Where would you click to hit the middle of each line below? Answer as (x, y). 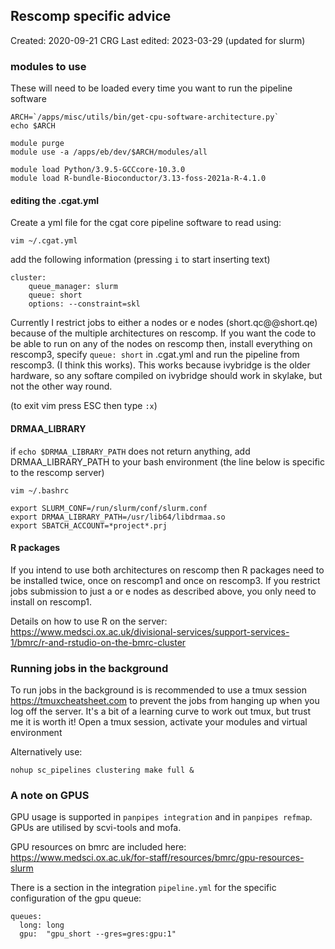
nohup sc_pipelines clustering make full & (102, 770)
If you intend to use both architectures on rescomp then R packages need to (167, 570)
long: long (42, 925)
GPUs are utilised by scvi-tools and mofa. (96, 828)
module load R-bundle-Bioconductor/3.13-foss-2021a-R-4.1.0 (138, 179)
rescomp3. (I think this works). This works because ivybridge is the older (160, 365)
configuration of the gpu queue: (76, 898)
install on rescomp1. (51, 601)
